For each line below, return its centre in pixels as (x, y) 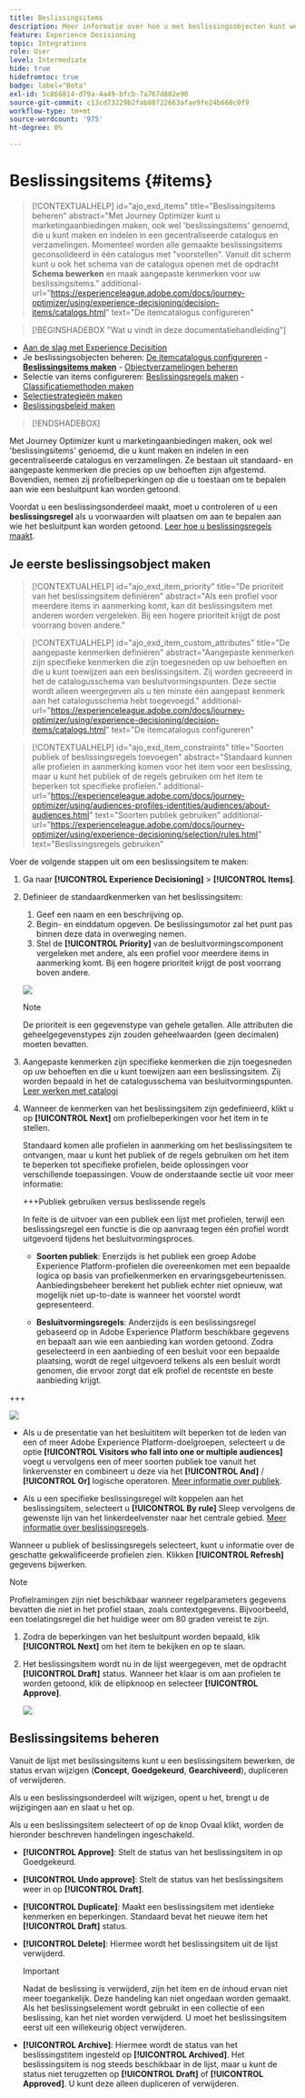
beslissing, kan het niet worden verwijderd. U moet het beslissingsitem (155, 2017)
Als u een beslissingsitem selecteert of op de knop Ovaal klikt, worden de (147, 1824)
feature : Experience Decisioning (73, 35)
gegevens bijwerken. (49, 1564)
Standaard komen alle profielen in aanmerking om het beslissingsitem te (157, 1145)
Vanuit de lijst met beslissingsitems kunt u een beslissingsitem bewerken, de (152, 1760)
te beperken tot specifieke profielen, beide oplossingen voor (136, 1165)
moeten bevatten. (55, 1044)
